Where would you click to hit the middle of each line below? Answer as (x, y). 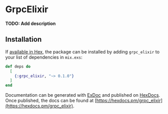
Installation (23, 39)
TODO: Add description (31, 23)
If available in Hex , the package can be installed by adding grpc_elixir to (82, 51)
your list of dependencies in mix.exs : (44, 57)
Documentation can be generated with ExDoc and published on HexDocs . (83, 95)
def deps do (18, 66)
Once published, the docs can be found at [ (51, 101)
